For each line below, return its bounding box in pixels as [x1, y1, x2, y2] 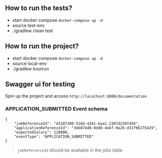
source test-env [12, 22, 45, 28]
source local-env [12, 60, 47, 66]
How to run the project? [5, 42, 79, 51]
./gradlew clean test [12, 27, 53, 34]
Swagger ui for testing [5, 80, 75, 89]
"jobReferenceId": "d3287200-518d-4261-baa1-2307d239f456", [14, 121, 140, 126]
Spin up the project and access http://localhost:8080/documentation [5, 93, 147, 99]
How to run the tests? [5, 4, 73, 12]
